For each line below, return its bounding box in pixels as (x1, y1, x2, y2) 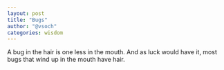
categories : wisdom (7, 29, 64, 36)
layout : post (7, 10, 45, 17)
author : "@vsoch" (7, 23, 57, 30)
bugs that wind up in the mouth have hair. (7, 56, 126, 64)
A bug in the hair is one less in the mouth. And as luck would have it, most (7, 48, 218, 56)
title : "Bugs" (7, 16, 48, 23)
